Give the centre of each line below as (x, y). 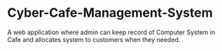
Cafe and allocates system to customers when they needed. (94, 39)
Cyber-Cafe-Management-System (110, 13)
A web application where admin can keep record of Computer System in (111, 32)
